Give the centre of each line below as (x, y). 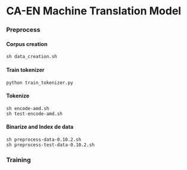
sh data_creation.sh (32, 57)
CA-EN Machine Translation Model (94, 11)
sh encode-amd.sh (28, 108)
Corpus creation (27, 44)
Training (19, 160)
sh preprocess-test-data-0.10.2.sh (50, 145)
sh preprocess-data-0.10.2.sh (44, 139)
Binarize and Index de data (40, 127)
